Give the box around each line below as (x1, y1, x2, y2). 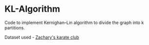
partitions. (4, 24, 25, 30)
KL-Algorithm (4, 3, 60, 15)
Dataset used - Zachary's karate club (4, 34, 79, 40)
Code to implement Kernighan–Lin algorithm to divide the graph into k (4, 20, 144, 25)
